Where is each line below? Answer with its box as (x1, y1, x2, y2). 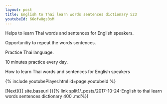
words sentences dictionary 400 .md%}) (5, 93, 89, 100)
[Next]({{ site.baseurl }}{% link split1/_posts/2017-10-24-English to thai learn (5, 88, 162, 94)
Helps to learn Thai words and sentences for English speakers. (5, 30, 134, 36)
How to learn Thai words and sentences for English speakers (5, 69, 131, 75)
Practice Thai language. (5, 49, 54, 55)
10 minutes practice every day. (5, 59, 68, 65)
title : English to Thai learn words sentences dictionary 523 (5, 12, 137, 17)
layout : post (5, 7, 32, 12)
